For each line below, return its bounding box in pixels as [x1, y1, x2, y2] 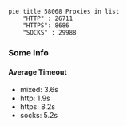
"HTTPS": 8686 [22, 22, 69, 30]
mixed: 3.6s [19, 85, 58, 95]
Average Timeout [8, 67, 67, 76]
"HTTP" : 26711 [22, 14, 73, 22]
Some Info [8, 47, 50, 58]
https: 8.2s [19, 102, 56, 112]
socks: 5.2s [19, 111, 58, 120]
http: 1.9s [19, 93, 50, 104]
